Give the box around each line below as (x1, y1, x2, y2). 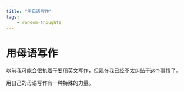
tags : (6, 14, 19, 20)
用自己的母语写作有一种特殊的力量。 (6, 80, 94, 87)
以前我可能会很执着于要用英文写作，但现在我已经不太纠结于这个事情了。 (6, 67, 181, 74)
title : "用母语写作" (6, 8, 52, 15)
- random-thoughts (16, 19, 62, 25)
